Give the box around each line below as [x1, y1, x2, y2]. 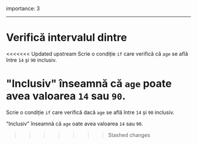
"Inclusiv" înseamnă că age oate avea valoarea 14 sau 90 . [6, 120, 144, 127]
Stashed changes [108, 131, 151, 138]
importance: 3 [6, 5, 40, 12]
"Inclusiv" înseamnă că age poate [6, 77, 172, 90]
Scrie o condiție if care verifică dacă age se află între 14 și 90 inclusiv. [6, 108, 175, 116]
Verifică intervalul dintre [6, 31, 127, 44]
